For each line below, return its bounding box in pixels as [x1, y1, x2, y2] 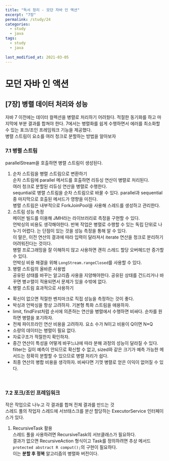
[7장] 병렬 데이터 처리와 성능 [5, 100, 88, 108]
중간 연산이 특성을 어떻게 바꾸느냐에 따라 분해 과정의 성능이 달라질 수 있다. [12, 340, 158, 346]
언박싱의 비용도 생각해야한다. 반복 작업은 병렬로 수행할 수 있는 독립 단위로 [12, 221, 157, 227]
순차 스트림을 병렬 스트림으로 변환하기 [12, 171, 88, 177]
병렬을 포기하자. [22, 314, 54, 320]
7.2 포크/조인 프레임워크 [5, 389, 60, 396]
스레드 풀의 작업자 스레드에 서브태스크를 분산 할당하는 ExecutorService [5, 408, 147, 414]
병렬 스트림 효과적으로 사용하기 [12, 285, 74, 291]
